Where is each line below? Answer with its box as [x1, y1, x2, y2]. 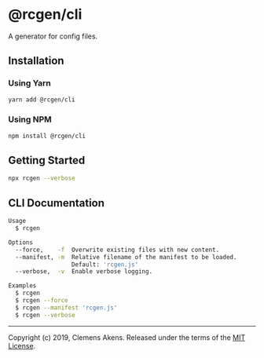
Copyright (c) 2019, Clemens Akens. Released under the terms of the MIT [8, 332, 246, 342]
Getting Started [8, 154, 86, 167]
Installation [8, 54, 64, 68]
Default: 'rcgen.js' [71, 261, 139, 268]
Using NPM [8, 114, 53, 125]
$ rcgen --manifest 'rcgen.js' [15, 304, 118, 312]
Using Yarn [8, 78, 51, 89]
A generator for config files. [8, 31, 98, 41]
